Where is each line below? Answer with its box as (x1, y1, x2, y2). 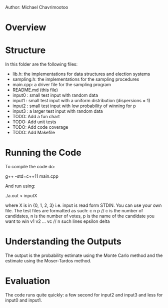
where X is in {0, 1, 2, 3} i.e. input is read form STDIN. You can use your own (5, 202, 162, 208)
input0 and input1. (5, 297, 42, 303)
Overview (5, 22, 46, 33)
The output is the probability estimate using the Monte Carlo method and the (5, 252, 163, 258)
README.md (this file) (12, 87, 58, 93)
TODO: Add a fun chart (12, 114, 60, 120)
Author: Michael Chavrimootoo (5, 5, 68, 10)
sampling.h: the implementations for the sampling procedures (12, 76, 139, 82)
